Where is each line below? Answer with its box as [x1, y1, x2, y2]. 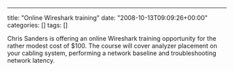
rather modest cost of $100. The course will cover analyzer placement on [7, 42, 218, 50]
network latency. [7, 57, 56, 64]
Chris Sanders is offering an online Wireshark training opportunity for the [7, 34, 217, 42]
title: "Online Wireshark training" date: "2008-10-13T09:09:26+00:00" [7, 14, 208, 21]
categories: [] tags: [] [7, 21, 68, 29]
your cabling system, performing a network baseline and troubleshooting [7, 49, 217, 57]
